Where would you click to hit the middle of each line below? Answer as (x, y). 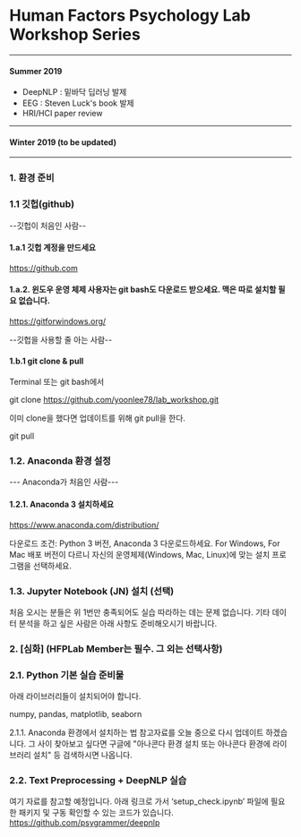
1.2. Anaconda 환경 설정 (60, 461)
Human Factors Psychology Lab (130, 16)
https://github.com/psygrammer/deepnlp (85, 823)
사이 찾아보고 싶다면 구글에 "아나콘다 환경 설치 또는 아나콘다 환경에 (154, 744)
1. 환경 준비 (32, 178)
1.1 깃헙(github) (42, 204)
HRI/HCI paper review (62, 114)
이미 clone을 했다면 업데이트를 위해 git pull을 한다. (98, 418)
